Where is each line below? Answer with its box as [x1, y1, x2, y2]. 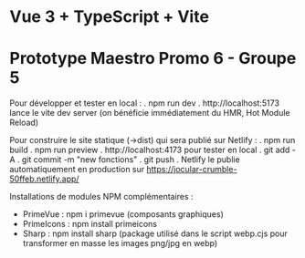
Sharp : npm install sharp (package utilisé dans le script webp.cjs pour [22, 228, 288, 239]
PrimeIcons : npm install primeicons [22, 219, 158, 230]
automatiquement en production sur [9, 164, 145, 175]
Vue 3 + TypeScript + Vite [9, 6, 210, 27]
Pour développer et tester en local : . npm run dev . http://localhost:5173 [9, 98, 280, 108]
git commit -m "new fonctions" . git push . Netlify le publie [21, 154, 240, 165]
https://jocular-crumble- [145, 164, 237, 175]
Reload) [9, 117, 39, 129]
